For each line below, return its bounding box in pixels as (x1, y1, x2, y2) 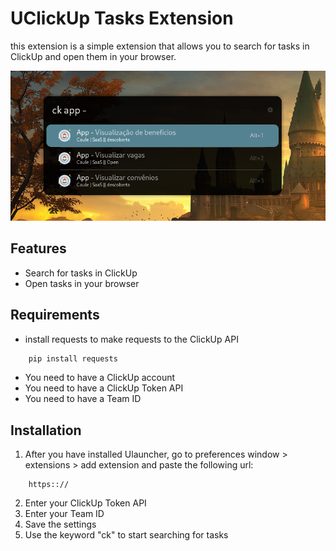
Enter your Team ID (24, 508, 105, 520)
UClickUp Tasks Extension (10, 7, 234, 30)
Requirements (10, 307, 100, 324)
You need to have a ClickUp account (24, 372, 176, 384)
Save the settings (24, 518, 97, 531)
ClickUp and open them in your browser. (10, 50, 177, 62)
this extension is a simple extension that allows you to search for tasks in (10, 40, 310, 52)
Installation (10, 422, 82, 439)
